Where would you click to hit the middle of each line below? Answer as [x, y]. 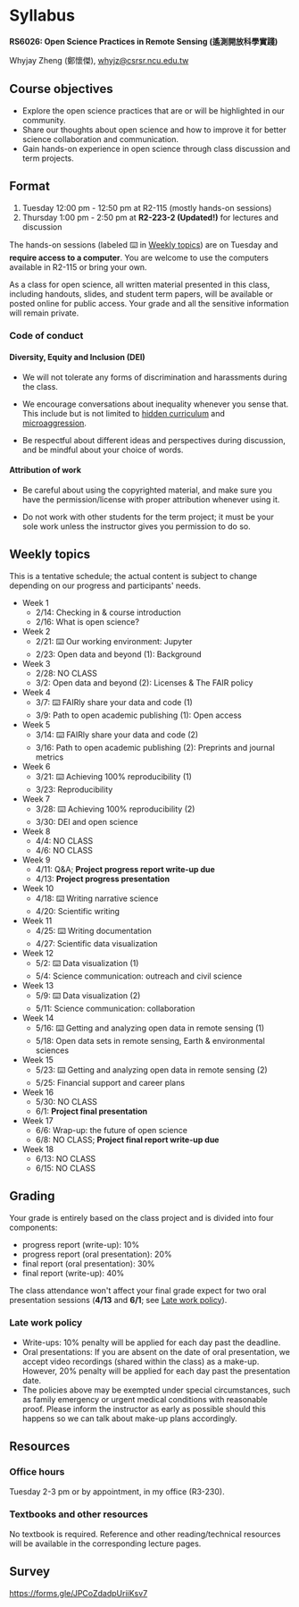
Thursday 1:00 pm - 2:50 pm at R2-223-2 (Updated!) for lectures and [150, 217]
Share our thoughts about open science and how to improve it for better [154, 130]
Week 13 [38, 985]
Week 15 [37, 1059]
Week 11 [37, 921]
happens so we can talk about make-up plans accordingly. [130, 1418]
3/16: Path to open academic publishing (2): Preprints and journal [155, 747]
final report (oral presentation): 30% [88, 1263]
